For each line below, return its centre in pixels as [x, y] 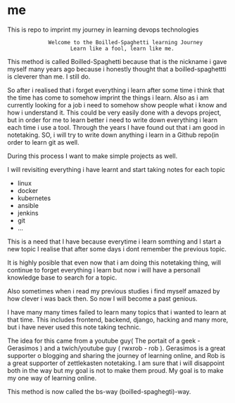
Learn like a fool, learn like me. [122, 48]
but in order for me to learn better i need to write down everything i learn [113, 120]
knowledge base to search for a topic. [62, 277]
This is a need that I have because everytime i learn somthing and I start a [114, 242]
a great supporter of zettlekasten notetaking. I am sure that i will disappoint [116, 363]
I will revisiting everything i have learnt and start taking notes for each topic [116, 169]
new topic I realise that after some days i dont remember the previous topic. [117, 249]
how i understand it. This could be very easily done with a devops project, [114, 112]
